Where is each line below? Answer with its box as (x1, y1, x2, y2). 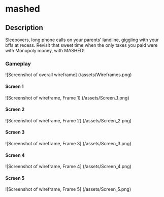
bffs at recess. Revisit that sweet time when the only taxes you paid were (5, 42, 158, 48)
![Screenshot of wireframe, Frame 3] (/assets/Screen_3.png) (5, 140, 132, 146)
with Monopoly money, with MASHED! (5, 48, 85, 53)
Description (5, 23, 43, 32)
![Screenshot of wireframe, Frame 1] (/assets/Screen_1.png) (5, 94, 129, 101)
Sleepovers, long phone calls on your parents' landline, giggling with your (5, 37, 159, 43)
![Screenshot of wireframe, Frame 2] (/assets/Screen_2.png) (5, 117, 132, 123)
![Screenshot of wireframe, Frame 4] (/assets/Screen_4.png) (5, 163, 132, 170)
